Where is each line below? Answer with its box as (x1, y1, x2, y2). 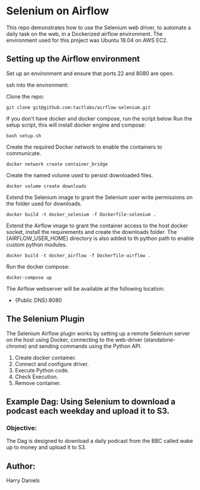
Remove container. (14, 379, 61, 386)
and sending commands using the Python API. (28, 342, 142, 350)
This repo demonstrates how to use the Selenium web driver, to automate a (6, 24, 191, 31)
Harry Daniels (6, 477, 40, 484)
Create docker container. (14, 354, 76, 361)
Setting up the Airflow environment (6, 54, 140, 64)
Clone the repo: (6, 93, 45, 100)
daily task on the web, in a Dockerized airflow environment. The (6, 30, 163, 37)
